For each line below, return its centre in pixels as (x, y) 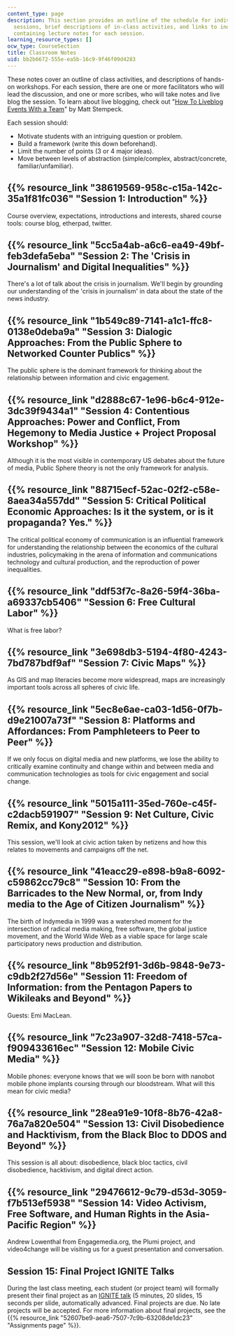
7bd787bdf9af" (42, 663)
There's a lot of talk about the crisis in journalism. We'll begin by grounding (115, 284)
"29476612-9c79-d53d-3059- (158, 1192)
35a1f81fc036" (41, 199)
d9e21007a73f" (42, 720)
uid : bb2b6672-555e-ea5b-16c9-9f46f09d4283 (72, 60)
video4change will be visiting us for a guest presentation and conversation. (116, 1249)
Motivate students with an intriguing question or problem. (100, 136)
